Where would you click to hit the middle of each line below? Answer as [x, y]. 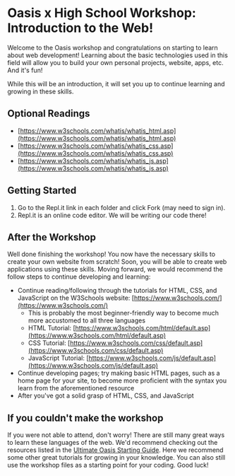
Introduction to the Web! [80, 28]
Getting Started [42, 191]
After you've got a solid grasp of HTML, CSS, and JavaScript [106, 396]
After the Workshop [52, 237]
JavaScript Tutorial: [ [59, 358]
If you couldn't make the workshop [85, 418]
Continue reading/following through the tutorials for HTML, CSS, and [117, 291]
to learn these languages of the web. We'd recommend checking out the [113, 443]
